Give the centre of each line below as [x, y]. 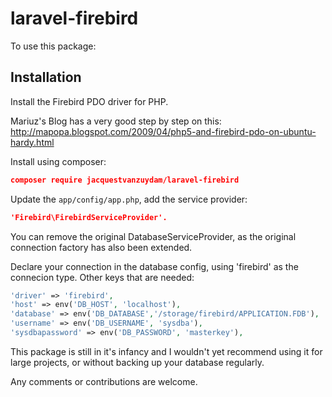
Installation [46, 77]
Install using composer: [58, 161]
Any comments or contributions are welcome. [104, 381]
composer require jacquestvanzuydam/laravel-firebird [125, 180]
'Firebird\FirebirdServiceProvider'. [89, 217]
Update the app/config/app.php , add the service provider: [129, 199]
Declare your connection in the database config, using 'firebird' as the [154, 266]
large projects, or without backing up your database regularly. [137, 362]
